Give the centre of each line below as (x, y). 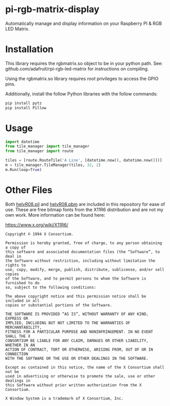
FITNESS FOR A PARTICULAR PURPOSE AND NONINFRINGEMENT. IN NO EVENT (79, 332)
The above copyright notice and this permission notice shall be (76, 296)
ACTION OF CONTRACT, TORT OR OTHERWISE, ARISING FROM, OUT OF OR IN (79, 349)
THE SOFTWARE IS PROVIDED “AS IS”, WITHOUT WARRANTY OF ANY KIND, (77, 314)
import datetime (22, 142)
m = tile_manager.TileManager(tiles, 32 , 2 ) (53, 165)
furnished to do (22, 283)
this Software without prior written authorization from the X (74, 385)
